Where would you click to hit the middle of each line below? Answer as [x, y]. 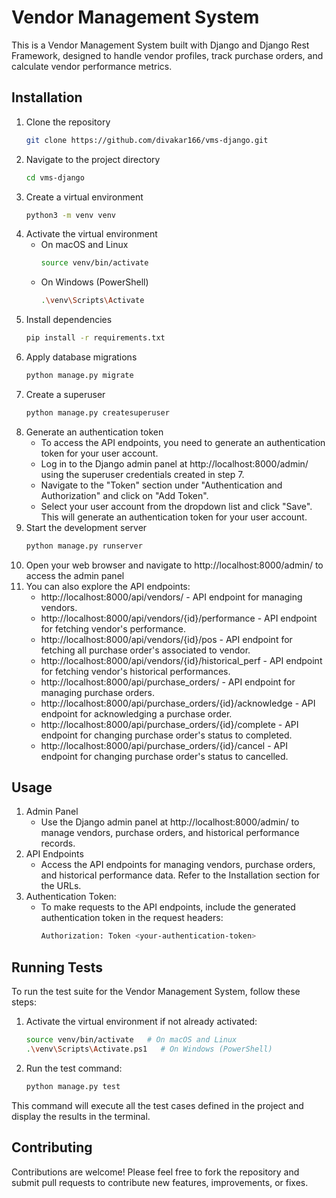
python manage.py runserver [84, 546]
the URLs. [61, 886]
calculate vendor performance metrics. [92, 66]
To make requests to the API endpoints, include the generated [168, 907]
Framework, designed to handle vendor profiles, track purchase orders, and [167, 55]
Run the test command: [74, 1068]
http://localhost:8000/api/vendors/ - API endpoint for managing [171, 597]
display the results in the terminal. [81, 1116]
